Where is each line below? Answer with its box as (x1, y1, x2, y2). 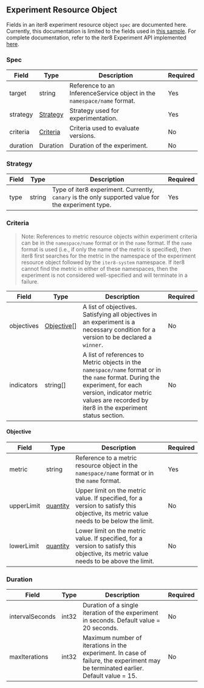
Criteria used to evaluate (69, 124, 140, 132)
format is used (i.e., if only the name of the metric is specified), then (21, 245, 191, 253)
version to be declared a (83, 333, 152, 341)
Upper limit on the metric (75, 486, 146, 494)
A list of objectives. (83, 302, 137, 311)
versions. (69, 132, 96, 140)
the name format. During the (83, 373, 160, 381)
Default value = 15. (83, 672, 138, 680)
